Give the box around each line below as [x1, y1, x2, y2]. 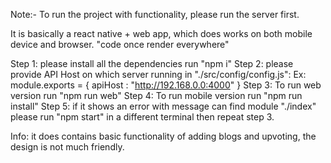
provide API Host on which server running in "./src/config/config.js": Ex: [10, 69, 307, 80]
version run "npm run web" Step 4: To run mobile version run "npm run [10, 90, 303, 101]
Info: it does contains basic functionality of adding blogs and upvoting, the [10, 130, 317, 142]
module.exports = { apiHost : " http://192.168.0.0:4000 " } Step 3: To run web [10, 79, 322, 91]
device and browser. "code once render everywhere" [10, 39, 230, 50]
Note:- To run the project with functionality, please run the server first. [10, 9, 300, 20]
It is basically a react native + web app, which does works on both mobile [10, 28, 313, 39]
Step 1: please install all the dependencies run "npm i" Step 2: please [10, 58, 294, 69]
